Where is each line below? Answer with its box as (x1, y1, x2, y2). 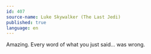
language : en (6, 25, 39, 31)
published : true (6, 19, 46, 25)
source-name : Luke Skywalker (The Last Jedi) (6, 14, 121, 20)
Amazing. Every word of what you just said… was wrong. (6, 41, 146, 48)
